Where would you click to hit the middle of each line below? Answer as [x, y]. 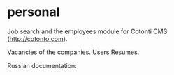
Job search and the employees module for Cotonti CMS [87, 31]
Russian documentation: [42, 65]
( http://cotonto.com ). [37, 38]
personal [34, 12]
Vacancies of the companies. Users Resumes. [73, 52]
